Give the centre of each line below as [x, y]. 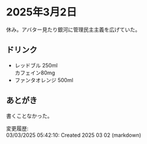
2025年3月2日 [42, 12]
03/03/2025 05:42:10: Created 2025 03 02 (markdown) [74, 135]
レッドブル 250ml [36, 65]
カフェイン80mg [35, 73]
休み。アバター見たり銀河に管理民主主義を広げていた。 [73, 30]
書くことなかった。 [30, 116]
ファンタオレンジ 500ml [44, 80]
